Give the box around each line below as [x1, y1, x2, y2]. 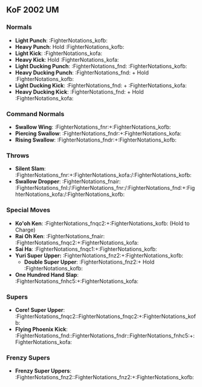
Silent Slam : [15, 165, 46, 172]
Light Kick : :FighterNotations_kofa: [15, 50, 103, 57]
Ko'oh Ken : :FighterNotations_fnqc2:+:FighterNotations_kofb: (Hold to [15, 220, 190, 227]
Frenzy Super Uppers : [15, 367, 71, 374]
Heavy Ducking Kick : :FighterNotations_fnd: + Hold [15, 88, 144, 96]
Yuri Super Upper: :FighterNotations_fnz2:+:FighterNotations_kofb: [15, 252, 183, 259]
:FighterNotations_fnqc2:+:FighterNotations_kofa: [15, 239, 139, 246]
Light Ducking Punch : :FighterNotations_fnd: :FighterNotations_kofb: [15, 62, 187, 70]
